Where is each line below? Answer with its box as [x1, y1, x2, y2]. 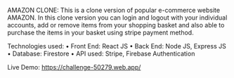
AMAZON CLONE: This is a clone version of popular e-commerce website [7, 6, 220, 14]
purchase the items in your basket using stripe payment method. [7, 28, 195, 37]
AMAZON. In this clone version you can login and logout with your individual [7, 13, 228, 22]
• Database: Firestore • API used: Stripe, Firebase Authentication [7, 49, 195, 58]
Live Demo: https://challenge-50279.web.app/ [7, 63, 141, 71]
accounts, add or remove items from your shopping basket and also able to [7, 21, 225, 29]
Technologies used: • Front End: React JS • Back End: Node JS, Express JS [7, 42, 226, 50]
